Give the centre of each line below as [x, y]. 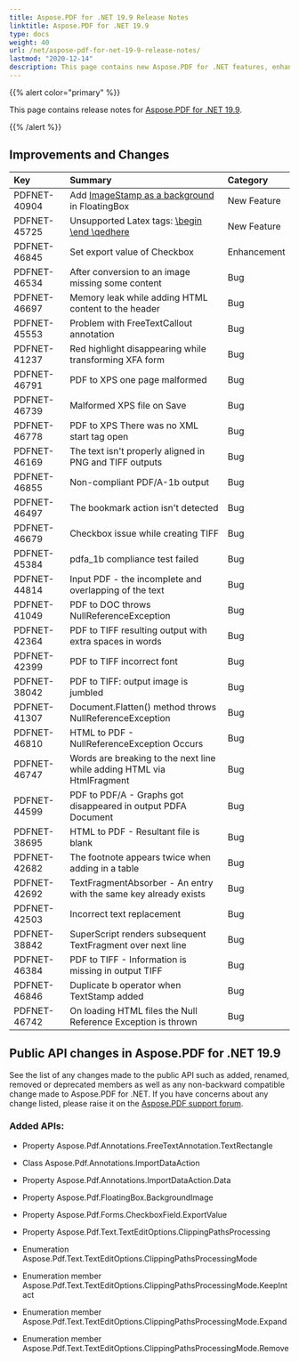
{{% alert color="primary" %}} [65, 92]
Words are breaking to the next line [143, 758]
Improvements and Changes [89, 155]
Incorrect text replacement [125, 913]
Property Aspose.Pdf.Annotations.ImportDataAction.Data [126, 1180]
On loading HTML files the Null [133, 1010]
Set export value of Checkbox [132, 252]
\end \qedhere [100, 231]
